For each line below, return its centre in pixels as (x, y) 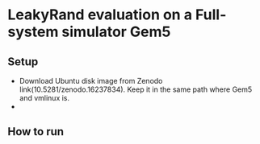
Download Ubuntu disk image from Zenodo (91, 81)
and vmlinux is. (44, 98)
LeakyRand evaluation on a (100, 15)
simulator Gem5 (116, 32)
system (33, 32)
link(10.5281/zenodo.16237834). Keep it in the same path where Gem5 (136, 89)
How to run (36, 132)
